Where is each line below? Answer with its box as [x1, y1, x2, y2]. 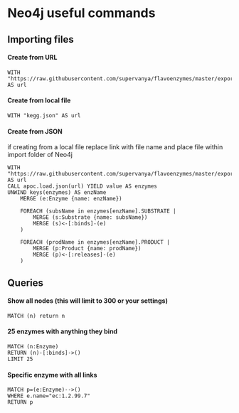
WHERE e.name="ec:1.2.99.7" [7, 392, 91, 399]
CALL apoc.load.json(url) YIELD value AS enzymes [7, 183, 158, 190]
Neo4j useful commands [7, 5, 156, 21]
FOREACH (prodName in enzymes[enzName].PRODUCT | [20, 239, 171, 246]
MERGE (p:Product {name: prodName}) [33, 245, 142, 252]
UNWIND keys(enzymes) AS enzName [7, 189, 107, 196]
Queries [7, 277, 44, 289]
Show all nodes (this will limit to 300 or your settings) [7, 296, 169, 305]
